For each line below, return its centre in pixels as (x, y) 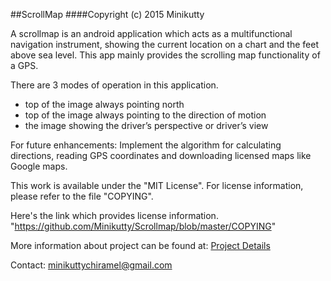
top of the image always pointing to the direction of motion (145, 115)
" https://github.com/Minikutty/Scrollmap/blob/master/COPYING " (143, 226)
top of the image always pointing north (104, 104)
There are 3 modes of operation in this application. (114, 85)
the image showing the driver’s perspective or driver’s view (146, 125)
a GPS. (24, 65)
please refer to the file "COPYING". (82, 196)
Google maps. (39, 166)
